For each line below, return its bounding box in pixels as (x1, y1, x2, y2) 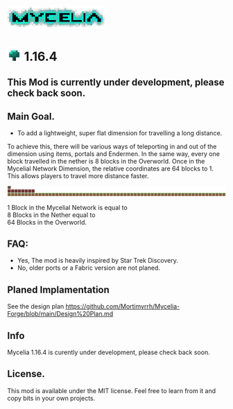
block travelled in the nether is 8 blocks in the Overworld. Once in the (7, 157, 205, 166)
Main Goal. (7, 110, 55, 122)
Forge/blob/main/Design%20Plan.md (7, 310, 114, 318)
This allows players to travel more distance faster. (7, 172, 149, 180)
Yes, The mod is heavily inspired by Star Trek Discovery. (17, 256, 178, 265)
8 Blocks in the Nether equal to (7, 211, 96, 219)
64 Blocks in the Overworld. (7, 218, 87, 226)
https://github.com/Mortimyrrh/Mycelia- (65, 302, 180, 311)
